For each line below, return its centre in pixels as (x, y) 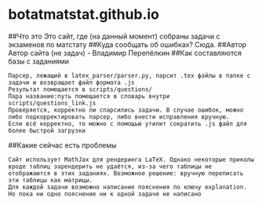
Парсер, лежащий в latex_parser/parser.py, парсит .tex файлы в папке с (129, 75)
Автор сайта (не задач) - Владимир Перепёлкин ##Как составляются (125, 53)
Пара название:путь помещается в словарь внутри (89, 96)
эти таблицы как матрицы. (50, 180)
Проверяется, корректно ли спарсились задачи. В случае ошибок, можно (126, 110)
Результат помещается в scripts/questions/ (80, 89)
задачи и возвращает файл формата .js (71, 82)
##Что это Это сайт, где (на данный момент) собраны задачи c (114, 36)
